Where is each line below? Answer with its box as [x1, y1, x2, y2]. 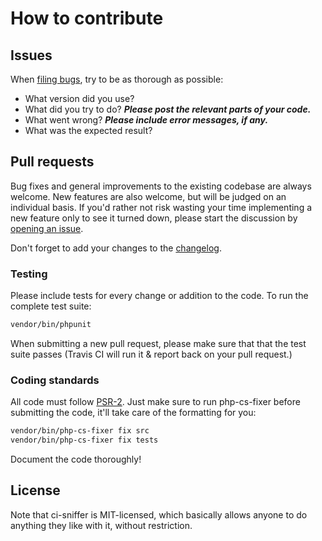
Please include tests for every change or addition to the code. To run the [10, 290, 309, 302]
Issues [10, 47, 53, 64]
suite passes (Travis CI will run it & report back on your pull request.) [10, 348, 293, 360]
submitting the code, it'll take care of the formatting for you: [10, 407, 257, 419]
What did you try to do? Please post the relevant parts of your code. [24, 103, 312, 115]
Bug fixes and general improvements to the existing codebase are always [10, 180, 312, 192]
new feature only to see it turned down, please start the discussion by [10, 212, 298, 224]
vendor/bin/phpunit [10, 320, 92, 330]
